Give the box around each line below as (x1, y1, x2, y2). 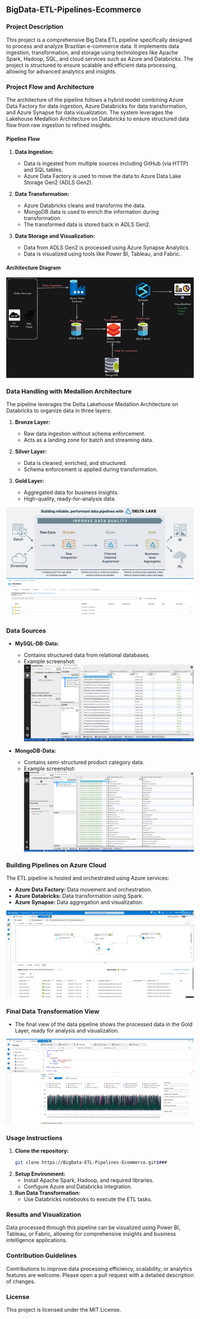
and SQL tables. (23, 166, 63, 173)
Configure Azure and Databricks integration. (23, 1183, 133, 1190)
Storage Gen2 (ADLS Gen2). (23, 179, 93, 186)
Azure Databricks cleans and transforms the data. (23, 202, 146, 209)
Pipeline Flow (6, 135, 40, 142)
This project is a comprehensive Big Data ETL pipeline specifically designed (6, 36, 192, 43)
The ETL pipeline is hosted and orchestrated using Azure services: (6, 875, 170, 882)
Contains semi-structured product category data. (23, 759, 145, 766)
